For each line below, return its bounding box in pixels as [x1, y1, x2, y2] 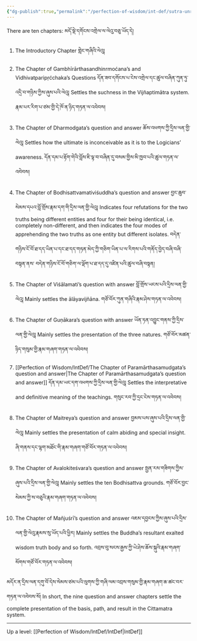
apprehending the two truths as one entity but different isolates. [15, 231, 169, 238]
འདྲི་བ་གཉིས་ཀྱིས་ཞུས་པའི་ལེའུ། [15, 88, 70, 95]
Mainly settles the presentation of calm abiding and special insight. [25, 429, 186, 436]
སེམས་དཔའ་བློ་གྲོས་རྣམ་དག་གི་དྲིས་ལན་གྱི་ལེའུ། [15, 203, 98, 211]
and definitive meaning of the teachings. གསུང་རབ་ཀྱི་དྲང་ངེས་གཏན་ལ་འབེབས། [15, 393, 182, 400]
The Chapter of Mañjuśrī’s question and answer [15, 515, 130, 522]
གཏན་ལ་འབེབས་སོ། [6, 592, 42, 600]
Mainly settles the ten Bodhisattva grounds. [60, 479, 165, 486]
